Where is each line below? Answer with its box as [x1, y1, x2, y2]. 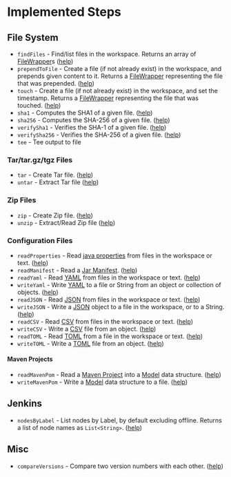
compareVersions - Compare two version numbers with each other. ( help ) [17, 462, 224, 470]
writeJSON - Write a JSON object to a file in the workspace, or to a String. [17, 302, 225, 311]
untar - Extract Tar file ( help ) [17, 178, 99, 186]
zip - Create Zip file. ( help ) [17, 211, 93, 220]
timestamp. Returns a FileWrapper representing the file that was [17, 94, 199, 102]
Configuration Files [7, 235, 73, 245]
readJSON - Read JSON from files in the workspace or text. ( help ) [17, 295, 201, 304]
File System [7, 32, 59, 43]
